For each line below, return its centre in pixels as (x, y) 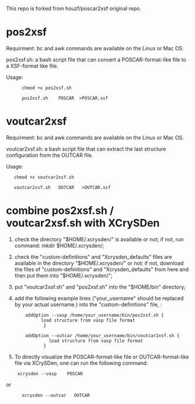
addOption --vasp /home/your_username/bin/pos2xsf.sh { (95, 315)
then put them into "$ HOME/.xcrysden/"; (63, 275)
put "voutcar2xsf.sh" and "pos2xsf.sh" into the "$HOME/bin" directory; (100, 287)
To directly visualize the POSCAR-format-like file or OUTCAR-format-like (102, 357)
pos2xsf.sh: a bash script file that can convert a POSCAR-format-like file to (96, 59)
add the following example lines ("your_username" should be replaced (99, 298)
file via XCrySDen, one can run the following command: (81, 363)
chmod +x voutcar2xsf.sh (44, 177)
